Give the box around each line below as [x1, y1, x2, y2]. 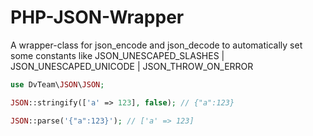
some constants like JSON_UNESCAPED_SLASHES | [10, 49, 225, 61]
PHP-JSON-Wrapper [10, 6, 185, 29]
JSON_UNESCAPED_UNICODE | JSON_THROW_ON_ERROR [10, 60, 254, 72]
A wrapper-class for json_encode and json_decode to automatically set [10, 39, 303, 51]
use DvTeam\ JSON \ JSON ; [10, 79, 105, 90]
